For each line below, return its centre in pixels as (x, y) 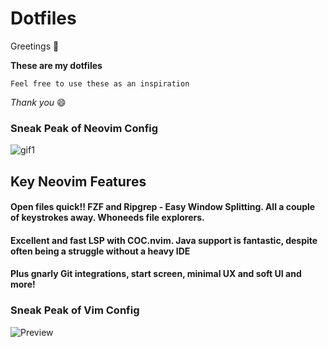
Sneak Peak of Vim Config (75, 310)
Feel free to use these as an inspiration (100, 83)
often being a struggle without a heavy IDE (100, 251)
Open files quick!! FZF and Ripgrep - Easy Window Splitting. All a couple (163, 207)
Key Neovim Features (78, 181)
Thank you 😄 (38, 102)
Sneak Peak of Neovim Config (84, 128)
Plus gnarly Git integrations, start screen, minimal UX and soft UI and (156, 274)
